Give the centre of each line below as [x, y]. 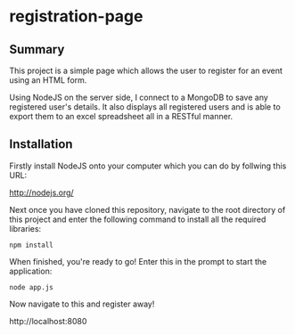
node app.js [31, 287]
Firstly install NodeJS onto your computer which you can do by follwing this [148, 166]
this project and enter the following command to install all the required [138, 219]
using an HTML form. [48, 80]
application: [31, 271]
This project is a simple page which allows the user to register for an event [146, 70]
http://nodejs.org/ [41, 192]
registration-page [76, 16]
